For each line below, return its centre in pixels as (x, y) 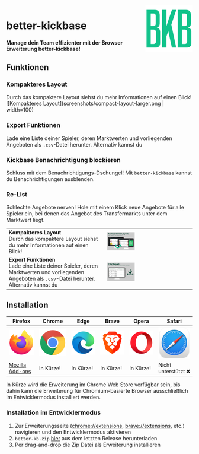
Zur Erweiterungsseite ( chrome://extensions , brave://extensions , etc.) (99, 426)
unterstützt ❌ (174, 371)
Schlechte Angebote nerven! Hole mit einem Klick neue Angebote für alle (95, 207)
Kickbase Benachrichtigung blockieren (63, 160)
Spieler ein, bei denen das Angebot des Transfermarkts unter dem (87, 214)
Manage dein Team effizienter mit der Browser (65, 42)
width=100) (20, 110)
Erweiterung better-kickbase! (44, 49)
